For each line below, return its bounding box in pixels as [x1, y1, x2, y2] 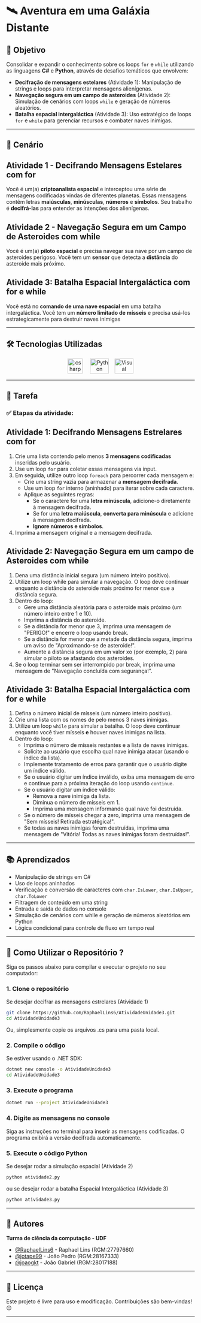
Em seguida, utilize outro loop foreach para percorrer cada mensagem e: [14, 471, 194, 479]
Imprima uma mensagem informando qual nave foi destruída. [32, 805, 183, 812]
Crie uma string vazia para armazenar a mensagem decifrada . [23, 478, 178, 485]
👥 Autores [6, 1219, 44, 1229]
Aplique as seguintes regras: [23, 490, 95, 498]
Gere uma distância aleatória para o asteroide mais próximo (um [23, 603, 182, 611]
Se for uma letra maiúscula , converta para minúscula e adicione [32, 510, 194, 517]
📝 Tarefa [6, 391, 38, 401]
